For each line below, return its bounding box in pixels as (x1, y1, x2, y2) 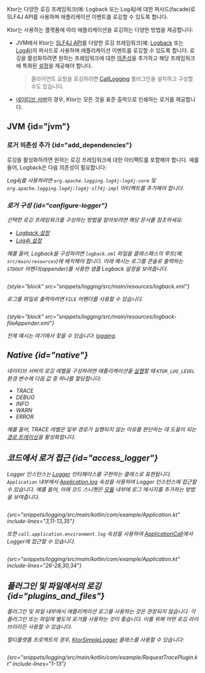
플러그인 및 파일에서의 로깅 (7, 581, 101, 591)
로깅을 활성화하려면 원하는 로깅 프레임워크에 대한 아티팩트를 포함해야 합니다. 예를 (7, 156, 200, 163)
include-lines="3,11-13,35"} (7, 517, 75, 524)
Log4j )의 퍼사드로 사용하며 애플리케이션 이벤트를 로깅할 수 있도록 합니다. (15, 47, 189, 54)
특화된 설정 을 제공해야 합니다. (22, 62, 93, 69)
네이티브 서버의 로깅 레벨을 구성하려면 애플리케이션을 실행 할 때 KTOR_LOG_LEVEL (7, 367, 195, 374)
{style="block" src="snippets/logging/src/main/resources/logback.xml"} (7, 283, 190, 290)
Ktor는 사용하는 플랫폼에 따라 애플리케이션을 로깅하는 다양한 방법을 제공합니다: (7, 26, 194, 33)
